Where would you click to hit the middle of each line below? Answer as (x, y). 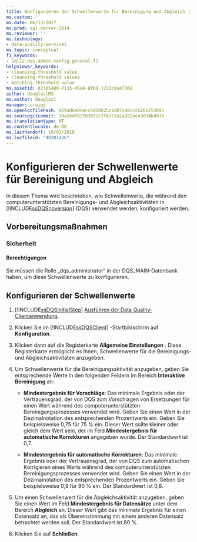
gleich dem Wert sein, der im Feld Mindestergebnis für (90, 431)
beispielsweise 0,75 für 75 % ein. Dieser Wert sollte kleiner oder (101, 425)
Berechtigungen (26, 258)
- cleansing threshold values (43, 77)
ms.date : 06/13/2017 (31, 22)
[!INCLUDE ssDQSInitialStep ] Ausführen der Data (73, 310)
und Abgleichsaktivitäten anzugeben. (60, 358)
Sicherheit (21, 244)
